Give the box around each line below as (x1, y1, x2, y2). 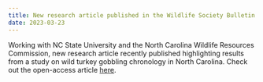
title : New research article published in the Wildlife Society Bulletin (8, 11, 256, 20)
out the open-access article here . (8, 65, 117, 74)
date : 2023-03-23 (8, 19, 65, 27)
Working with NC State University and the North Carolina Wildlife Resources (8, 40, 254, 49)
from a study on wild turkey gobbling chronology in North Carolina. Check (8, 56, 248, 66)
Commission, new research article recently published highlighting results (8, 48, 244, 58)
